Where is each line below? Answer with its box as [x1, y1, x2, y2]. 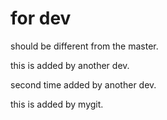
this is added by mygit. [10, 98, 104, 110]
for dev [10, 7, 72, 30]
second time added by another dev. [10, 78, 157, 91]
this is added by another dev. [10, 59, 130, 71]
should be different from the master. [10, 40, 159, 52]
